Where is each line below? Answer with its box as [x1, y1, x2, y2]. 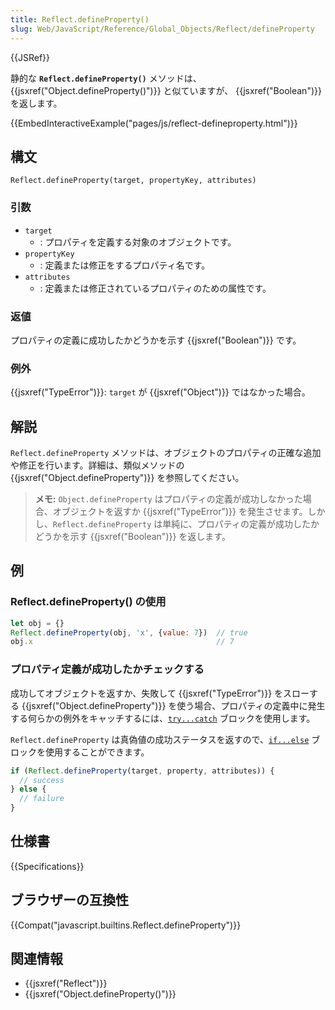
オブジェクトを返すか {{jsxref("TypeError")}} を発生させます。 [52, 506, 308, 518]
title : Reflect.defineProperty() [10, 14, 150, 25]
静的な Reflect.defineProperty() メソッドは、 [10, 72, 202, 84]
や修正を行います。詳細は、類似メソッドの [10, 459, 185, 471]
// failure [19, 794, 65, 804]
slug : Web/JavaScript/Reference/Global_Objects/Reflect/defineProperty [10, 24, 315, 34]
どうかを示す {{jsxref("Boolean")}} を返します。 [34, 531, 231, 543]
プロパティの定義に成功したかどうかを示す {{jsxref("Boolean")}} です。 [10, 334, 302, 346]
